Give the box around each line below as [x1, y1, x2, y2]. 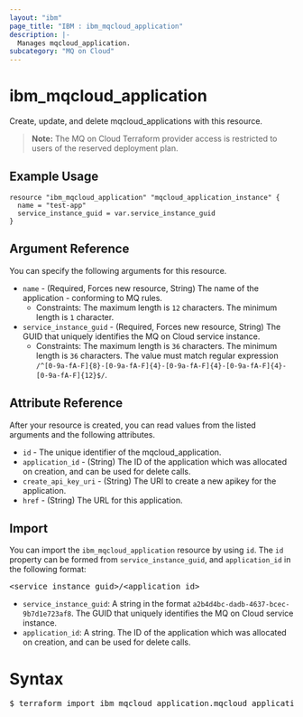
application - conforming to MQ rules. [22, 292, 162, 303]
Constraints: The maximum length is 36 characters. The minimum [35, 340, 278, 351]
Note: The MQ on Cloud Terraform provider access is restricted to [31, 133, 278, 145]
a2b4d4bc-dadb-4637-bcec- [192, 600, 290, 609]
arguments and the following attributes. [9, 429, 156, 439]
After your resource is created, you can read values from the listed [9, 420, 257, 430]
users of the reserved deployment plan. [31, 143, 179, 154]
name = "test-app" [17, 201, 87, 210]
